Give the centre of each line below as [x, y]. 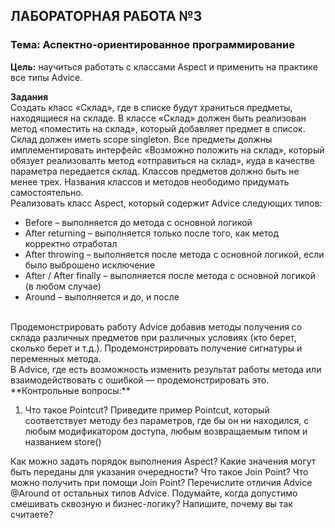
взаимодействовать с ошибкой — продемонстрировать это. [140, 380]
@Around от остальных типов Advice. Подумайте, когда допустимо [154, 493]
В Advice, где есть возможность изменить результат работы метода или [166, 369]
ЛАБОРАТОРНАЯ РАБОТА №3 [106, 16]
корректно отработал [71, 243]
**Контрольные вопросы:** [70, 390]
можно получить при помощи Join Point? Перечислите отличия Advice [161, 482]
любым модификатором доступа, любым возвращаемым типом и [166, 431]
